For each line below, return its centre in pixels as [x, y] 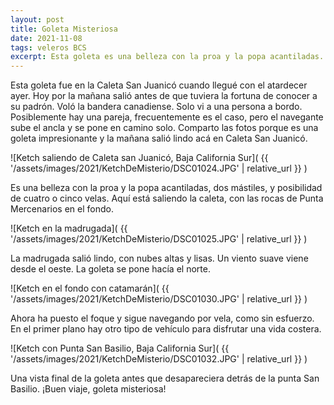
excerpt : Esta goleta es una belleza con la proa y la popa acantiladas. [167, 57]
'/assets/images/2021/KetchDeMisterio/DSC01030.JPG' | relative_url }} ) [159, 299]
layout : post [37, 19]
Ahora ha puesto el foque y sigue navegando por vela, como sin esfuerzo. [162, 318]
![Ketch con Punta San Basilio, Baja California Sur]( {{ [120, 348]
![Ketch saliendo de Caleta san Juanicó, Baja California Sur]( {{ [139, 158]
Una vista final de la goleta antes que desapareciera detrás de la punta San [165, 378]
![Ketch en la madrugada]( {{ [69, 228]
